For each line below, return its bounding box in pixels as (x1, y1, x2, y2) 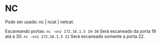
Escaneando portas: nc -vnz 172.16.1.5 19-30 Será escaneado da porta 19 (5, 28, 157, 34)
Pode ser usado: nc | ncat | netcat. (5, 19, 74, 25)
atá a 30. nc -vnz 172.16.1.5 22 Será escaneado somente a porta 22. (5, 33, 145, 39)
